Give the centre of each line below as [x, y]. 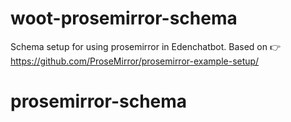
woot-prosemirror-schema [124, 18]
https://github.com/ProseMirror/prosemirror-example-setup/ [135, 61]
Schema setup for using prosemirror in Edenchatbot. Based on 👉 [145, 46]
